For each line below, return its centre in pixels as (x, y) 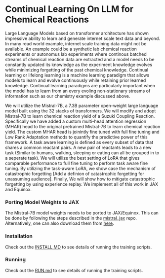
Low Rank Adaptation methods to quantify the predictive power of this (76, 137)
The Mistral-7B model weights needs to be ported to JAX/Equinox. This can (82, 213)
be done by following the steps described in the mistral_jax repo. (71, 218)
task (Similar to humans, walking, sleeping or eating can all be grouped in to (82, 153)
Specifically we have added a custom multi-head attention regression (76, 121)
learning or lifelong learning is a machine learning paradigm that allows (77, 75)
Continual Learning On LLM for (69, 9)
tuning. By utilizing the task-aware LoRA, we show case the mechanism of (81, 168)
